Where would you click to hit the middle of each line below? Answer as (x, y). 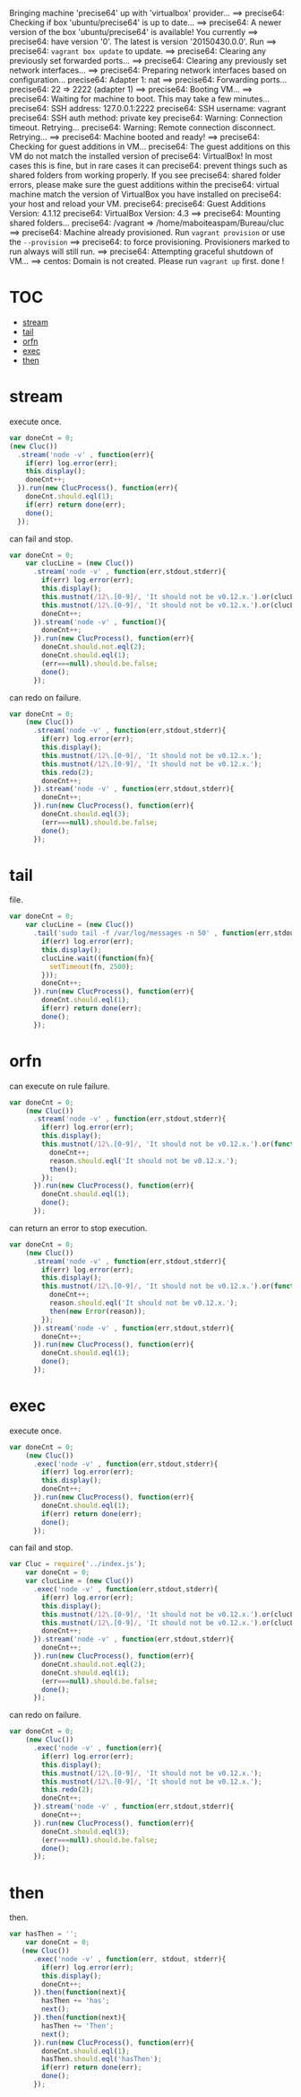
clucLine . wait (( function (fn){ (98, 958)
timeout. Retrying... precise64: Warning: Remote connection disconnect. (142, 128)
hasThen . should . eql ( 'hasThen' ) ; (102, 2059)
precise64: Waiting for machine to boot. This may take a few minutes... (140, 99)
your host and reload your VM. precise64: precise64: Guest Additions (138, 204)
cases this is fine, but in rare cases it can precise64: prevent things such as (149, 166)
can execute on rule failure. (60, 1086)
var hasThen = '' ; (43, 1934)
